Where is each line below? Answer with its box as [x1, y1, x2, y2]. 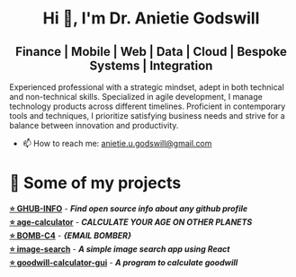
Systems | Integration [89, 58, 213, 73]
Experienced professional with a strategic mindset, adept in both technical [9, 82, 285, 93]
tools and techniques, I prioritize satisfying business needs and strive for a [9, 111, 285, 121]
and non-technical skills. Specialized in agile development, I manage [9, 92, 263, 102]
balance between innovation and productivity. [9, 121, 179, 130]
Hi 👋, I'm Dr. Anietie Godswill [42, 8, 260, 29]
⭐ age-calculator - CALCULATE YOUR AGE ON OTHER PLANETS [9, 216, 253, 228]
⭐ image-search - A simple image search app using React [9, 243, 230, 255]
